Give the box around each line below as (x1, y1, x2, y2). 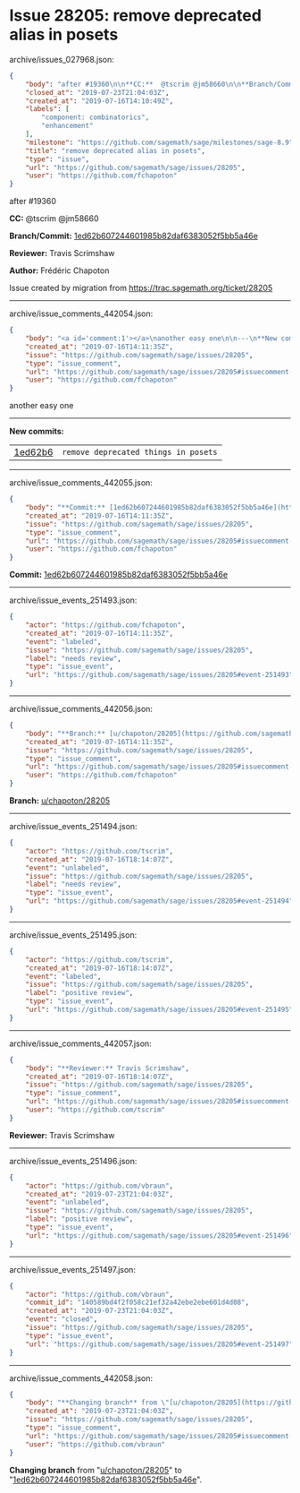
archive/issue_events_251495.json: (9, 929, 137, 940)
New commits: (9, 426, 64, 437)
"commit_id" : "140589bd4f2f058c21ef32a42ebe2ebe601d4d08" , (25, 1298, 250, 1308)
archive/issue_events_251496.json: (9, 1155, 137, 1166)
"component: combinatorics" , (41, 113, 150, 122)
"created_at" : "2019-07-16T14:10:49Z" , (25, 96, 174, 106)
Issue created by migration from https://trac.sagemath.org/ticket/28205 (9, 283, 273, 294)
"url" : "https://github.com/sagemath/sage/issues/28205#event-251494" (25, 897, 294, 905)
